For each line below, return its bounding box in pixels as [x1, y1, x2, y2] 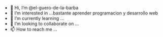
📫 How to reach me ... [10, 26, 57, 32]
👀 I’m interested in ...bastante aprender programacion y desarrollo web [10, 10, 158, 16]
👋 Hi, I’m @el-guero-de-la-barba [10, 5, 79, 10]
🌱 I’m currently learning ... [10, 15, 64, 21]
